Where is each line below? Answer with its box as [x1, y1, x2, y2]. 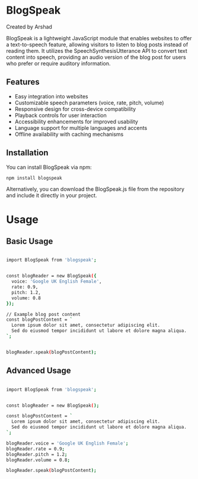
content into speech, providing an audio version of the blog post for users [6, 53, 186, 60]
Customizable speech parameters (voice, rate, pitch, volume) [14, 99, 164, 106]
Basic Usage [6, 237, 53, 247]
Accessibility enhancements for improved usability [14, 118, 138, 125]
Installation [6, 148, 49, 158]
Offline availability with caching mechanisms [14, 130, 124, 138]
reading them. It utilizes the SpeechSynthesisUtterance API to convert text [6, 47, 188, 54]
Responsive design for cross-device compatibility [14, 105, 136, 113]
